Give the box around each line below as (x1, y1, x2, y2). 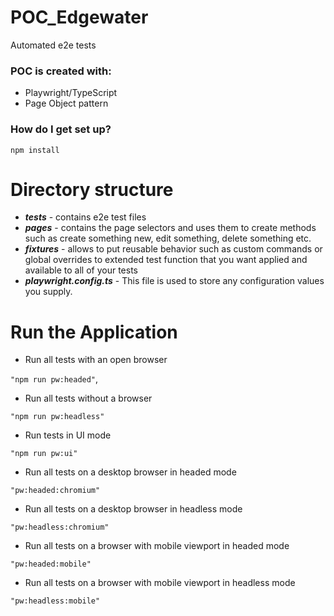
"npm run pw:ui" (10, 449, 78, 459)
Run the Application (10, 321, 178, 343)
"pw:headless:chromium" (10, 522, 110, 533)
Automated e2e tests (10, 39, 97, 51)
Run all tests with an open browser (24, 354, 168, 366)
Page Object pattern (24, 97, 109, 110)
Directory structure (10, 178, 174, 201)
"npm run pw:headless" (10, 412, 105, 422)
